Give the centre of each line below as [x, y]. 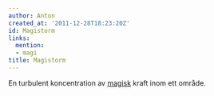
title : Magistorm [37, 61]
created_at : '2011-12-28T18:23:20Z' [69, 23]
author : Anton [32, 16]
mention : [30, 46]
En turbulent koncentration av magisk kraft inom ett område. [107, 83]
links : [19, 38]
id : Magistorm [32, 30]
